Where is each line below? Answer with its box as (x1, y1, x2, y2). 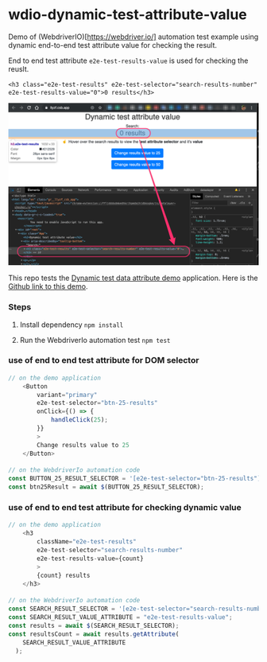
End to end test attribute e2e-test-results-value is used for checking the (8, 56, 249, 65)
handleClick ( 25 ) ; (50, 416, 109, 424)
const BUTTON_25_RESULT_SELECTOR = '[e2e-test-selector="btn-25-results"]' (8, 475, 265, 483)
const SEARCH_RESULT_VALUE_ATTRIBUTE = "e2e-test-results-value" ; (8, 613, 233, 621)
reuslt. (8, 64, 29, 73)
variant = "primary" (37, 391, 98, 399)
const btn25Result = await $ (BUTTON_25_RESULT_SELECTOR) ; (8, 483, 204, 491)
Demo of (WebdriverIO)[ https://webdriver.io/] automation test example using (8, 32, 259, 41)
